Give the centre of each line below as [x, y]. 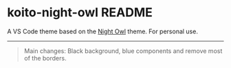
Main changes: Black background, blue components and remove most [123, 51]
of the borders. [45, 58]
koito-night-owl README [80, 13]
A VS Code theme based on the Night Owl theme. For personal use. [102, 31]
